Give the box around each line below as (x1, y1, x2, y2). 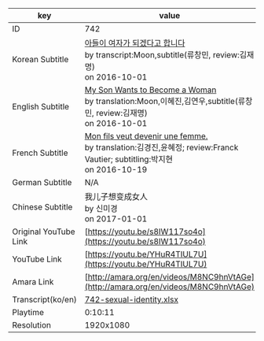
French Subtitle (12, 147, 68, 158)
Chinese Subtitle (12, 202, 73, 212)
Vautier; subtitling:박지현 (84, 154, 173, 165)
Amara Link (12, 276, 54, 287)
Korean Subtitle (12, 54, 69, 65)
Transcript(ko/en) (12, 295, 77, 305)
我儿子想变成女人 (84, 191, 148, 202)
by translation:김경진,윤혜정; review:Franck (84, 142, 239, 153)
